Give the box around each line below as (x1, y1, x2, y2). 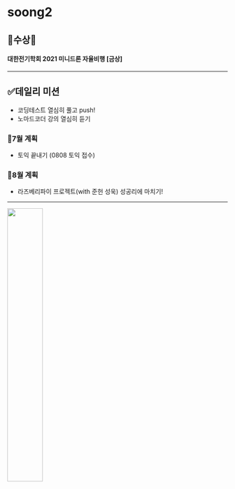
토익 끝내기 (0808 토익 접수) (17, 151, 96, 159)
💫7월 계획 (7, 134, 38, 144)
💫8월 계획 (7, 170, 38, 179)
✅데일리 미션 (7, 85, 60, 98)
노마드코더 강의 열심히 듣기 (17, 114, 91, 123)
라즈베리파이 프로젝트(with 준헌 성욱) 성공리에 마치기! (17, 187, 163, 196)
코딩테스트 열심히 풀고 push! (17, 106, 96, 114)
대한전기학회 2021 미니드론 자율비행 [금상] (7, 55, 123, 63)
